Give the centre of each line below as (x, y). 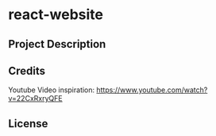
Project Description (57, 44)
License (28, 124)
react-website (56, 15)
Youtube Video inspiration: (52, 90)
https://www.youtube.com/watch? (152, 90)
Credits (27, 70)
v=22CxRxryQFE (35, 99)
